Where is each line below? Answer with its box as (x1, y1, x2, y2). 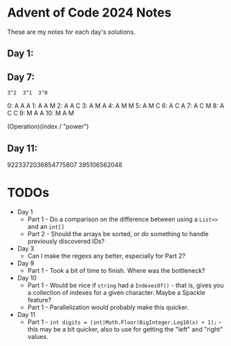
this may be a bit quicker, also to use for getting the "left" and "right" (27, 325, 223, 333)
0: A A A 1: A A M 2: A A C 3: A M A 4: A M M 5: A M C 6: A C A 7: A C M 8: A (7, 102, 225, 110)
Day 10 (17, 273, 37, 282)
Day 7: (7, 71, 35, 83)
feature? (27, 296, 52, 304)
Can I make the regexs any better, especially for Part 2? (27, 251, 185, 260)
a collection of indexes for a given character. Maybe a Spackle (27, 288, 205, 296)
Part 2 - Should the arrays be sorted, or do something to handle (27, 229, 209, 238)
